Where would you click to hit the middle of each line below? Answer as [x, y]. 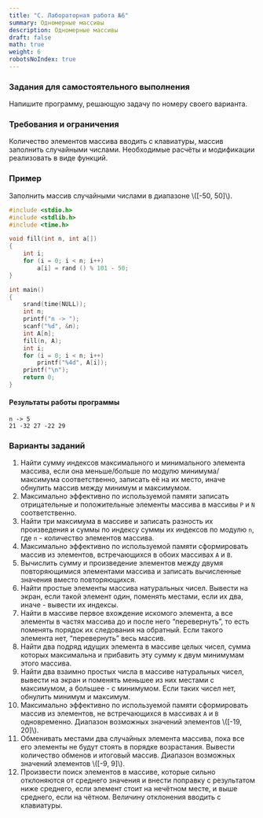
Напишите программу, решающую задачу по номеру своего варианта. [128, 104]
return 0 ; [39, 378]
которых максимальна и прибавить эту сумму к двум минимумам [132, 655]
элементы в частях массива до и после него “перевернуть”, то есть [135, 621]
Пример [26, 179]
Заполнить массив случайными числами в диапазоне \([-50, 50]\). [121, 195]
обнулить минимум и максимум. [75, 697]
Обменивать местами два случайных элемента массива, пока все [132, 739]
